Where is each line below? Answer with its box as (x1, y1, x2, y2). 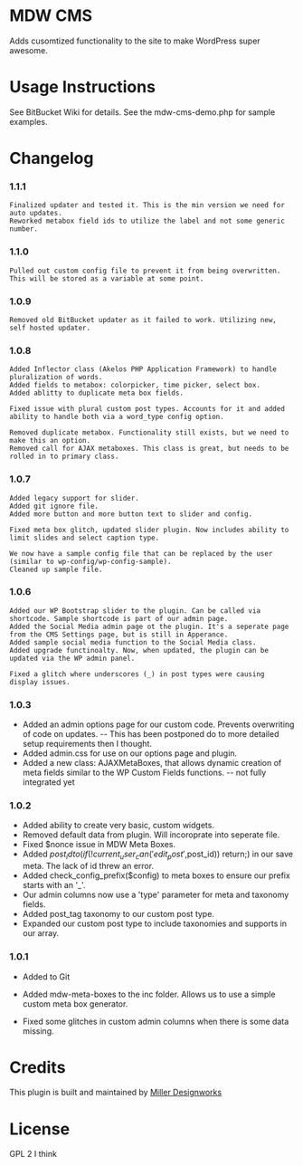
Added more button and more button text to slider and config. (9, 509, 253, 519)
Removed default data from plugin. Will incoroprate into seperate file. (22, 829, 280, 840)
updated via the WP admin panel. (9, 654, 136, 663)
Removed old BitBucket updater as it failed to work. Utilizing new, (9, 315, 278, 324)
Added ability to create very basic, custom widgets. (22, 820, 215, 831)
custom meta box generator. (22, 998, 128, 1009)
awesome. (9, 44, 48, 55)
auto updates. (9, 209, 63, 218)
